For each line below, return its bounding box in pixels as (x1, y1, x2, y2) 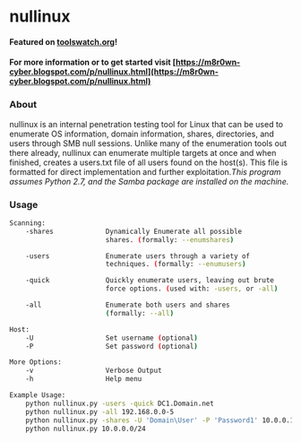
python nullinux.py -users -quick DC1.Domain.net (25, 399, 215, 408)
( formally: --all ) (105, 308, 175, 317)
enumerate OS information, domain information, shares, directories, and (9, 128, 275, 139)
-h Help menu (25, 375, 142, 384)
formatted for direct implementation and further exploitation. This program (9, 166, 281, 177)
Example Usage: (9, 391, 66, 400)
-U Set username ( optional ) (25, 334, 199, 342)
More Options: (9, 358, 63, 367)
